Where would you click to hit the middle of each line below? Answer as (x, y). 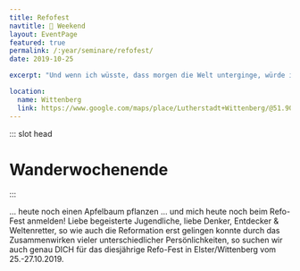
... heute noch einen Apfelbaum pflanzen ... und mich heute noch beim (138, 212)
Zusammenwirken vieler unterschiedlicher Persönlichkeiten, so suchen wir (146, 240)
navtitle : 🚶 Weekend (48, 26)
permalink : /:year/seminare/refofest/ (81, 51)
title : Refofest (39, 17)
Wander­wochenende (89, 169)
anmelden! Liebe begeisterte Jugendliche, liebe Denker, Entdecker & (153, 221)
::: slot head (31, 133)
